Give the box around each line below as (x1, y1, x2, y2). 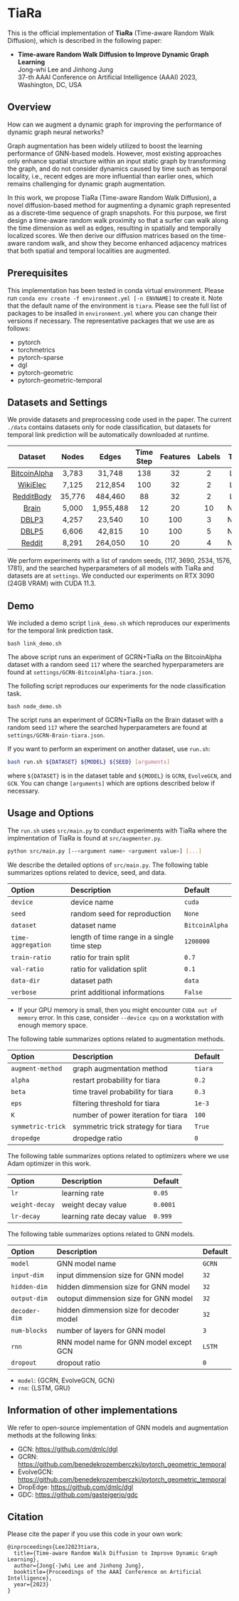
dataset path (70, 975, 113, 985)
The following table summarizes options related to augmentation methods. (7, 1034, 225, 1043)
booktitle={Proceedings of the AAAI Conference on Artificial (14, 1569, 202, 1576)
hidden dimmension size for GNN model (56, 1282, 191, 1292)
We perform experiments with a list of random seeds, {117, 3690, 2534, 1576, (7, 556, 232, 565)
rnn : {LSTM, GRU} (17, 1383, 71, 1392)
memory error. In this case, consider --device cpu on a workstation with (17, 1013, 224, 1022)
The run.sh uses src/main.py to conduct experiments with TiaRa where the (7, 826, 228, 835)
